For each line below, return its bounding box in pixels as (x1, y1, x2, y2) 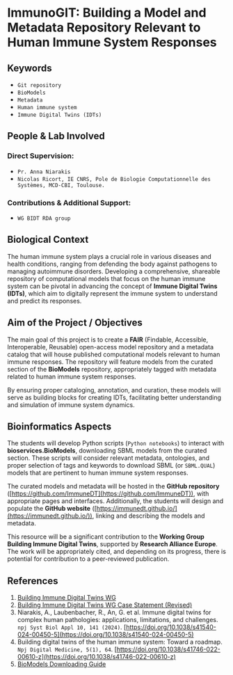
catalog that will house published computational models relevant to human (7, 350, 220, 358)
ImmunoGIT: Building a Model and (7, 5, 207, 21)
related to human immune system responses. (7, 372, 137, 381)
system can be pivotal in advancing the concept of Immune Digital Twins (7, 282, 218, 290)
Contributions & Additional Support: (7, 198, 131, 207)
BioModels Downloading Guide (17, 660, 106, 669)
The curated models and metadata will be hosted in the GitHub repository (7, 482, 220, 491)
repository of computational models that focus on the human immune (7, 274, 206, 283)
